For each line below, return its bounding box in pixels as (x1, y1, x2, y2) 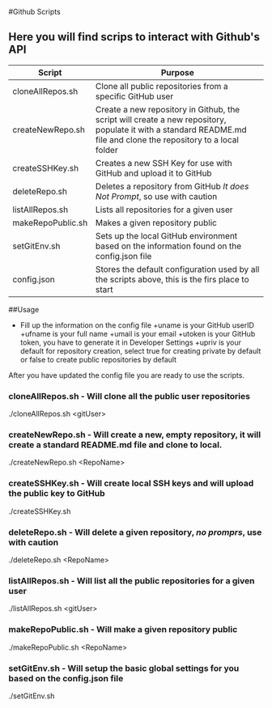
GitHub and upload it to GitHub (96, 167, 212, 179)
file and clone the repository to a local (96, 134, 239, 145)
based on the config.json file (8, 672, 124, 684)
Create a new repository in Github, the (96, 104, 240, 115)
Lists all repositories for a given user (96, 204, 233, 215)
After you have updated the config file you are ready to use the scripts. (8, 370, 245, 379)
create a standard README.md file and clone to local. (8, 439, 223, 451)
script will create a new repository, (96, 113, 227, 125)
